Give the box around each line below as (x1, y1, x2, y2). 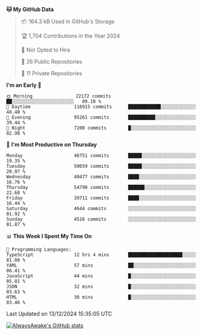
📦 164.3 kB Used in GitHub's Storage (21, 18, 115, 25)
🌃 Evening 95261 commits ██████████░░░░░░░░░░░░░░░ (6, 114, 197, 121)
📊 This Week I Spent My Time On (6, 233, 92, 239)
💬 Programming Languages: (6, 247, 71, 253)
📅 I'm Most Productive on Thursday (6, 141, 97, 148)
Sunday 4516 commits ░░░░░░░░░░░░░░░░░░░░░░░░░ (6, 216, 197, 222)
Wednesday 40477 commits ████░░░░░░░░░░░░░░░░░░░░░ (6, 174, 197, 180)
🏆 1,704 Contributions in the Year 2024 (21, 32, 120, 39)
